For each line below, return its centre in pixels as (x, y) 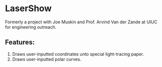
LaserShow (29, 8)
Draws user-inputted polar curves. (47, 59)
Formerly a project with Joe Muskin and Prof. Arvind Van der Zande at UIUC (81, 22)
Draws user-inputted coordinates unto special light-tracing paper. (78, 54)
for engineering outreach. (31, 27)
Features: (20, 42)
